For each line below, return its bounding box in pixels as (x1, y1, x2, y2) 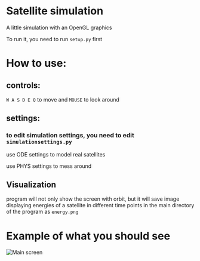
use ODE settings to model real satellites (6, 151, 106, 158)
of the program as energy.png (6, 208, 79, 216)
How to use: (6, 57, 67, 70)
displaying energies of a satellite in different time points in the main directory (6, 202, 195, 209)
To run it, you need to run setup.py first (6, 35, 103, 42)
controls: (6, 80, 41, 90)
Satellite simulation (6, 4, 103, 18)
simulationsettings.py (6, 139, 72, 146)
